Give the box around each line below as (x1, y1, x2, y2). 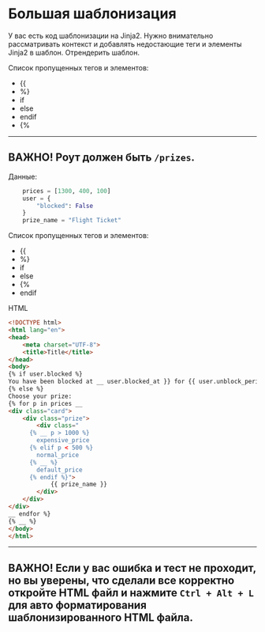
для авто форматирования (8, 598, 147, 611)
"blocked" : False (36, 202, 93, 210)
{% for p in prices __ (8, 399, 83, 407)
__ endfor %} (8, 509, 51, 518)
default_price (36, 466, 83, 474)
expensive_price (36, 437, 90, 445)
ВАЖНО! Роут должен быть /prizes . (8, 151, 196, 165)
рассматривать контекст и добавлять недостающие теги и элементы (8, 39, 242, 48)
